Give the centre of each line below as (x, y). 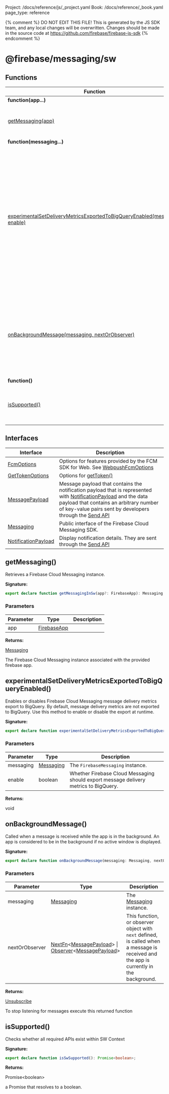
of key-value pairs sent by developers (104, 509)
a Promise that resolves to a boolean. (44, 1087)
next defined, (142, 935)
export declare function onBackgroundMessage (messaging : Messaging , (78, 860)
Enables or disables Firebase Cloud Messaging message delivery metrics (81, 701)
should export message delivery (108, 780)
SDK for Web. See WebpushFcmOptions (106, 467)
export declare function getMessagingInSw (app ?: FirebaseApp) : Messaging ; (85, 593)
